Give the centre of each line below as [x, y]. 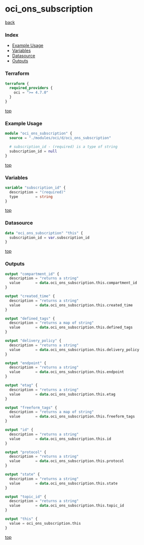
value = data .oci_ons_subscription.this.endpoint [67, 372]
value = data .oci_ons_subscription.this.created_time [71, 305]
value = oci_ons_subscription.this [45, 523]
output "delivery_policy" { [33, 341]
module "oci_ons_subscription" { [39, 134]
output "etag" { [21, 385]
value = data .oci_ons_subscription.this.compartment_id [73, 283]
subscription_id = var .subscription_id [50, 238]
